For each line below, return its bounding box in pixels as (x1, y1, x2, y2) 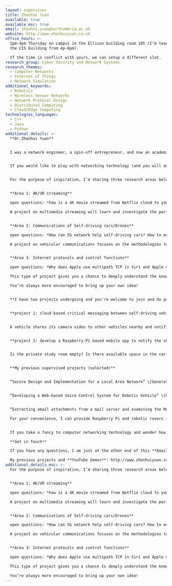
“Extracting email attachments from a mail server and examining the (10, 407, 161, 412)
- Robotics (10, 88, 33, 93)
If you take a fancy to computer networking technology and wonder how (10, 430, 166, 435)
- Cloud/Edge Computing (10, 107, 60, 113)
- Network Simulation (10, 79, 56, 84)
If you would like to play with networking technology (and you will (10, 164, 161, 169)
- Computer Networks (10, 69, 54, 74)
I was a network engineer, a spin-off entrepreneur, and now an (10, 150, 150, 155)
